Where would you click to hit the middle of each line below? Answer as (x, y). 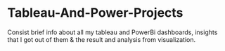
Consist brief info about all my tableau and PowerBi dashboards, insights (112, 32)
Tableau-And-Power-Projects (95, 13)
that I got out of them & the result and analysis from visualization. (101, 39)
